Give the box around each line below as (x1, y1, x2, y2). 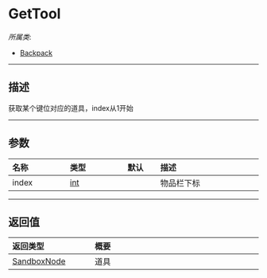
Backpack (19, 48, 53, 57)
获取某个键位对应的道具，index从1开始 (8, 103, 133, 112)
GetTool (8, 5, 61, 23)
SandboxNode (12, 256, 66, 267)
